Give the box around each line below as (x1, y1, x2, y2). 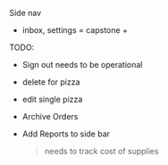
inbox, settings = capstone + (21, 25, 128, 35)
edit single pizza (21, 94, 83, 104)
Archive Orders (21, 111, 79, 121)
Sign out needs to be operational (21, 60, 143, 70)
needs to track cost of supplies (44, 146, 159, 156)
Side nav (9, 8, 42, 18)
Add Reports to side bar (21, 128, 110, 139)
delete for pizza (21, 77, 80, 87)
